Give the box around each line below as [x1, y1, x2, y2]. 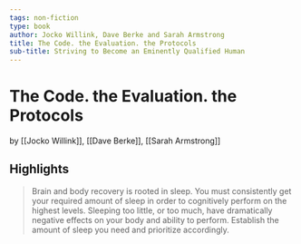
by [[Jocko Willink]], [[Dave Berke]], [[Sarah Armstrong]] [9, 135, 221, 146]
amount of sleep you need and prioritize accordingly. [31, 224, 229, 235]
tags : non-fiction [9, 13, 79, 23]
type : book [9, 22, 51, 31]
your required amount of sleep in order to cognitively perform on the [31, 195, 287, 206]
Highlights [9, 161, 70, 177]
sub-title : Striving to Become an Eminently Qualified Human [9, 47, 246, 56]
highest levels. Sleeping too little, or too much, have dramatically [31, 205, 273, 216]
